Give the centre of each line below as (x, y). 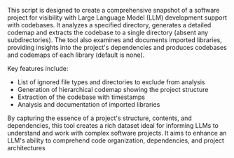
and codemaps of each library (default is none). (76, 55)
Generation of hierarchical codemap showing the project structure (113, 90)
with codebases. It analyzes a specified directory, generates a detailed (109, 25)
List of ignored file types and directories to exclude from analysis (111, 82)
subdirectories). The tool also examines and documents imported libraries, (115, 40)
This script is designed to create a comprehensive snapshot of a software (113, 10)
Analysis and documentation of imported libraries (89, 104)
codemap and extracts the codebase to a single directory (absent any (108, 32)
